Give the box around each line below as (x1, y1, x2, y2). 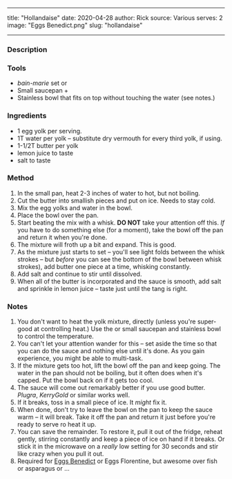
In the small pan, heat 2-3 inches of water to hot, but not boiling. (17, 189, 200, 197)
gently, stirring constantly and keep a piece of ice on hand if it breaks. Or (17, 435, 225, 443)
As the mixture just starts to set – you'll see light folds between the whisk (17, 247, 225, 256)
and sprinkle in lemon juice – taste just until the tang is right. (17, 284, 188, 292)
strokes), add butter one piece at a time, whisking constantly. (17, 262, 191, 270)
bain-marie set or (17, 79, 68, 87)
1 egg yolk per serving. (17, 126, 82, 135)
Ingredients (7, 111, 47, 121)
